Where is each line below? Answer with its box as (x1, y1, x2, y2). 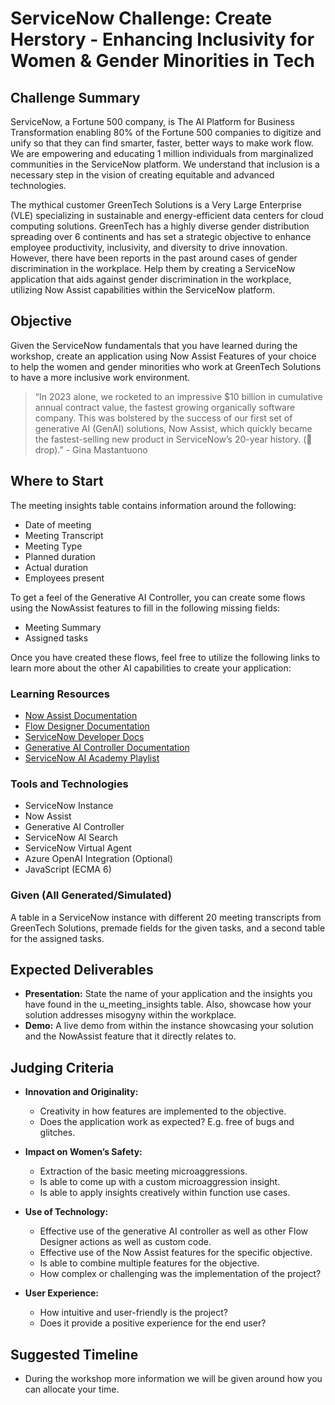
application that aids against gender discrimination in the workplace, (10, 273, 292, 285)
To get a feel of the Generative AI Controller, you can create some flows (10, 591, 306, 603)
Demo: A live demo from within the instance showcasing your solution (24, 1020, 314, 1032)
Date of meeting (24, 518, 92, 531)
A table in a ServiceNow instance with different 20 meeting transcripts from (10, 911, 322, 923)
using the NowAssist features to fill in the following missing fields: (10, 602, 281, 614)
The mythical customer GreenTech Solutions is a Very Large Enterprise (10, 199, 302, 211)
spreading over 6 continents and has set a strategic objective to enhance (10, 231, 312, 242)
